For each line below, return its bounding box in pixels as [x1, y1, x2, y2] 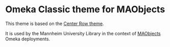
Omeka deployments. [5, 36, 50, 42]
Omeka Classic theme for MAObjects [5, 4, 165, 15]
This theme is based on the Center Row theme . [5, 20, 104, 27]
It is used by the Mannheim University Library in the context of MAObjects [5, 30, 161, 36]
